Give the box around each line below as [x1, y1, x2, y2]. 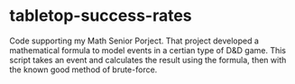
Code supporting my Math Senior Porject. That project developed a [9, 35, 260, 46]
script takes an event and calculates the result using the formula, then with [9, 54, 287, 65]
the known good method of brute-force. [9, 64, 158, 75]
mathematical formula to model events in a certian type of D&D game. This [9, 44, 287, 55]
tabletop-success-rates [9, 5, 192, 26]
